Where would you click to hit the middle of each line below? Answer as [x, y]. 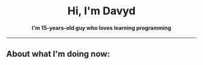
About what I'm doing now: [58, 54]
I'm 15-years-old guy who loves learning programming [101, 27]
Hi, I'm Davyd [101, 11]
